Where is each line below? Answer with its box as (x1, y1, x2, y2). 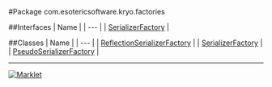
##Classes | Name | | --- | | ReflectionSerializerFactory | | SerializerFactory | (8, 38, 263, 48)
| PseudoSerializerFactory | (8, 47, 100, 56)
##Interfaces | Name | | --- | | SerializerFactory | (8, 23, 170, 31)
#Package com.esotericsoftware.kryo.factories (8, 7, 165, 16)
